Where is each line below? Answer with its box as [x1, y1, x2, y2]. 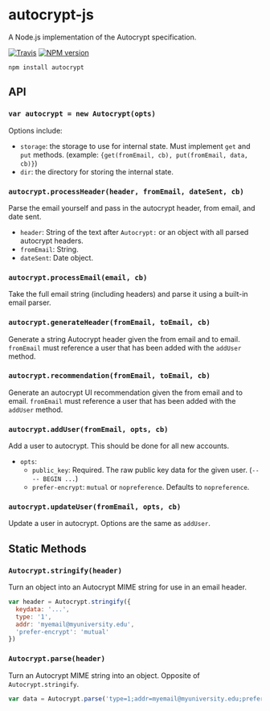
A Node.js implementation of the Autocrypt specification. [8, 32, 197, 42]
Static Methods [8, 541, 87, 556]
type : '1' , [15, 613, 52, 621]
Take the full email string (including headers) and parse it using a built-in [8, 290, 248, 299]
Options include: [8, 125, 63, 135]
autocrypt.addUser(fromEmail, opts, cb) [8, 425, 169, 434]
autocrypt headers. [19, 236, 84, 245]
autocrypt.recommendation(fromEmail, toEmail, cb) [8, 372, 211, 380]
